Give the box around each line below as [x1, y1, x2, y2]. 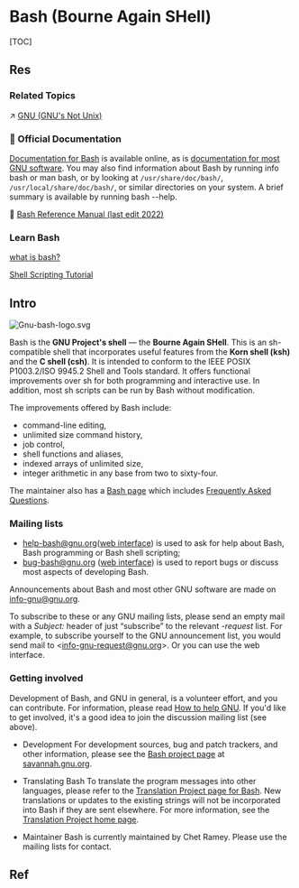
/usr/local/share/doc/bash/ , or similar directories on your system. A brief [9, 181, 284, 192]
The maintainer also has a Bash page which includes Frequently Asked [9, 486, 272, 496]
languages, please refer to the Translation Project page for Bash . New [22, 785, 282, 796]
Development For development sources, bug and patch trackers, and [22, 738, 278, 750]
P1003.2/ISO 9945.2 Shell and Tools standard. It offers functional [9, 365, 250, 376]
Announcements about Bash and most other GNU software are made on [9, 584, 276, 595]
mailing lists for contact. [22, 841, 112, 852]
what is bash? [9, 252, 61, 263]
